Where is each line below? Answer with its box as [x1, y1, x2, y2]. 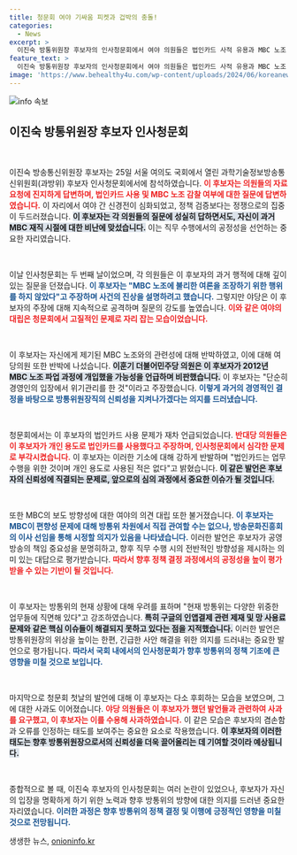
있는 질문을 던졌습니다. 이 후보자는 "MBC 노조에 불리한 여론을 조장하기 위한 [9, 280, 267, 290]
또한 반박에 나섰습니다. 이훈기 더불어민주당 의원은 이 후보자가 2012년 [32, 360, 269, 371]
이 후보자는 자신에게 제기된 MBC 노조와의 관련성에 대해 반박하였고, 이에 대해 [9, 349, 272, 359]
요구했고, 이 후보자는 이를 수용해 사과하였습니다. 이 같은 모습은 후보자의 [18, 714, 263, 725]
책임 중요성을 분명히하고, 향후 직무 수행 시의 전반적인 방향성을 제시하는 [32, 543, 276, 553]
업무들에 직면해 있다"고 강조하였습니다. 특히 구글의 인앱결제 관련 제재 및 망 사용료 [9, 612, 286, 622]
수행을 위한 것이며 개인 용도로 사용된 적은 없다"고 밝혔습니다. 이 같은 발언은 [9, 462, 267, 474]
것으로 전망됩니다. [9, 816, 72, 828]
